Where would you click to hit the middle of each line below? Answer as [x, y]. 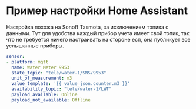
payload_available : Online [44, 95]
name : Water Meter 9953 [40, 67]
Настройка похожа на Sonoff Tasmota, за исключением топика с [87, 27]
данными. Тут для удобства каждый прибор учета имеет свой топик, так [98, 33]
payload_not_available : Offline [51, 100]
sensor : [16, 56]
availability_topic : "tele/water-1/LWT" [62, 89]
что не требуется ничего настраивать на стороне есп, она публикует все [98, 39]
